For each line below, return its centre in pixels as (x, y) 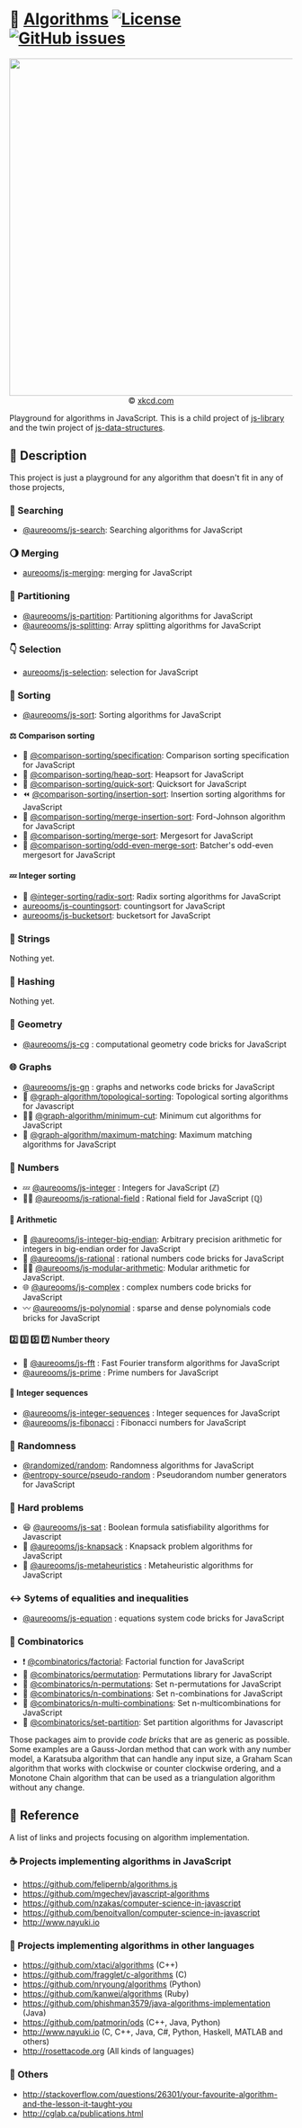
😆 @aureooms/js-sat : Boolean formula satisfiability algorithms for (146, 1527)
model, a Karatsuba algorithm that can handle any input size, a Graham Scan (151, 1758)
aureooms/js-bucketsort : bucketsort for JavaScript (116, 915)
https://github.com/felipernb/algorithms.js (100, 1884)
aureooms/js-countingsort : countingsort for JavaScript (124, 906)
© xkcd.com (151, 400)
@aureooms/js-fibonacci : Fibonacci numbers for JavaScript (134, 1422)
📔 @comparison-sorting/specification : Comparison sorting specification (155, 756)
